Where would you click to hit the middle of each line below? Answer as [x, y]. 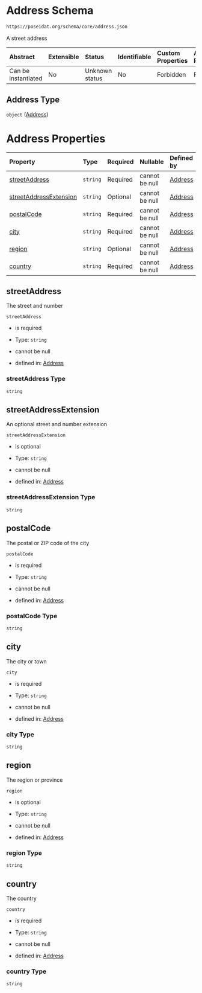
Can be [20, 71]
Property [22, 162]
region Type [24, 853]
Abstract [22, 57]
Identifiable [134, 57]
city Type [20, 734]
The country [22, 898]
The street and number [35, 306]
